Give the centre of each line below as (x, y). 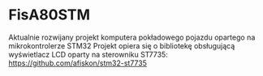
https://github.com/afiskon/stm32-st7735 (78, 63)
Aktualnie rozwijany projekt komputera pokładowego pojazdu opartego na (132, 37)
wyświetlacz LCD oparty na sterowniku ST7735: (88, 54)
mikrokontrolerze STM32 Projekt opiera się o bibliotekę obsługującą (122, 45)
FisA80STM (50, 15)
